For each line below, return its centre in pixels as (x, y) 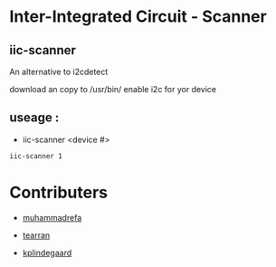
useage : (34, 118)
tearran (36, 235)
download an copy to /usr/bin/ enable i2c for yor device (113, 89)
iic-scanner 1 (36, 156)
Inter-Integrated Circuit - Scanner (138, 17)
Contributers (59, 192)
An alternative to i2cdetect (59, 72)
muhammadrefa (52, 217)
